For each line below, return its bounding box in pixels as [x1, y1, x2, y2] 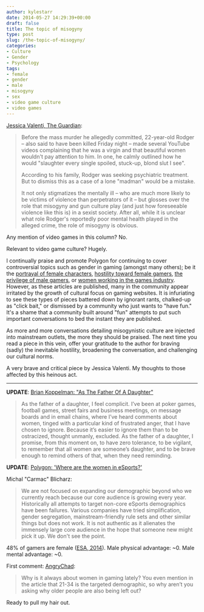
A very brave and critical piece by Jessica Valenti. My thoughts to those [6, 364, 186, 371]
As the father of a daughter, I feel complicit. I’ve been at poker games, [21, 400, 196, 407]
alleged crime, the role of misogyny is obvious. [21, 221, 138, 229]
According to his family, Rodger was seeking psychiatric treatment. [21, 171, 189, 178]
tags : [6, 65, 20, 72]
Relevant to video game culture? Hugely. [6, 245, 107, 252]
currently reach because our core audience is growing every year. [21, 493, 187, 501]
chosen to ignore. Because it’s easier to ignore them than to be [21, 426, 178, 433]
